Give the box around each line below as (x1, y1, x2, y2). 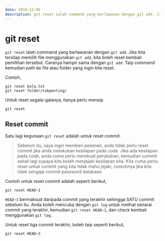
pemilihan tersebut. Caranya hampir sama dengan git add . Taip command (5, 60, 155, 66)
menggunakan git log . (5, 212, 53, 218)
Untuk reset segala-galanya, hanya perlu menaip (5, 97, 104, 103)
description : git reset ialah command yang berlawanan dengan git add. (5, 12, 155, 17)
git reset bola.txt (5, 84, 45, 89)
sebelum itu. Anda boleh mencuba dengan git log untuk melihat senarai (5, 202, 152, 207)
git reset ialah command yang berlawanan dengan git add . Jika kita (5, 49, 146, 55)
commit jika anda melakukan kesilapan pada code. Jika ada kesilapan (17, 148, 158, 154)
